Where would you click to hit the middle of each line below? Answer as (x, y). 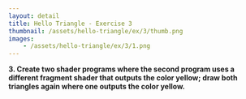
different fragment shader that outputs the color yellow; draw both (123, 78)
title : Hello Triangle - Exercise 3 (70, 24)
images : (22, 39)
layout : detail (34, 16)
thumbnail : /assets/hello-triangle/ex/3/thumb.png (96, 31)
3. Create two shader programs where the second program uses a (122, 69)
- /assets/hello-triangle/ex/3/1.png (87, 46)
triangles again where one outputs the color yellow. (97, 87)
